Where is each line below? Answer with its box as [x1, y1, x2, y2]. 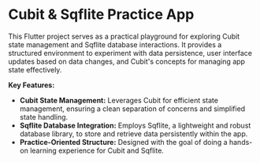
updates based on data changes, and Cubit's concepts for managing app [8, 57, 246, 66]
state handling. [19, 112, 69, 121]
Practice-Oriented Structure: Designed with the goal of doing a [19, 137, 228, 146]
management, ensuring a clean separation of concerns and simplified [19, 104, 246, 113]
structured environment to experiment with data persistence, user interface [8, 48, 252, 57]
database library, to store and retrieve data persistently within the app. [19, 128, 248, 139]
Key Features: [8, 80, 55, 90]
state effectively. [8, 65, 62, 74]
